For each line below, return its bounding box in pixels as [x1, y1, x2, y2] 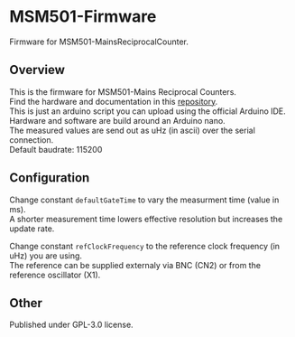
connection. [9, 134, 54, 145]
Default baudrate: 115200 [9, 144, 103, 154]
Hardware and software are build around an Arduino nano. [9, 115, 226, 126]
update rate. [9, 223, 55, 234]
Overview [9, 62, 66, 78]
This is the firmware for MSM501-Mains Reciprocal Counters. [9, 86, 237, 97]
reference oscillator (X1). [9, 269, 101, 280]
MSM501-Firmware [9, 6, 157, 27]
